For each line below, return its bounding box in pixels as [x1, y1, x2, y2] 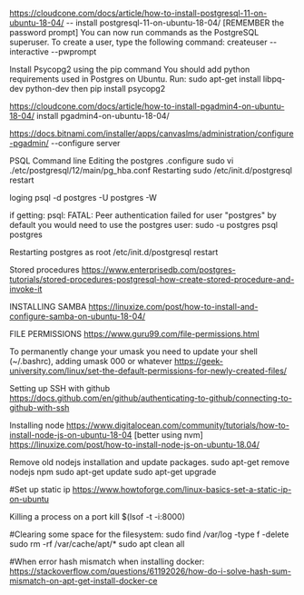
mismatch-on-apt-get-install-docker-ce [9, 576, 158, 586]
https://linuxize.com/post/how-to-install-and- [88, 302, 259, 312]
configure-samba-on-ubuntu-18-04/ [9, 311, 146, 322]
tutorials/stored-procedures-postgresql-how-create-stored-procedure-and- [9, 274, 295, 284]
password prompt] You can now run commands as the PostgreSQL [9, 27, 260, 37]
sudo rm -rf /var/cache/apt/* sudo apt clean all [9, 539, 185, 549]
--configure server [50, 138, 121, 148]
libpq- [262, 74, 286, 84]
